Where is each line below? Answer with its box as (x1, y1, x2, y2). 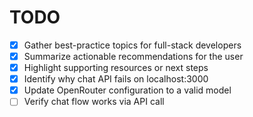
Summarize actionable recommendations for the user (23, 51, 244, 62)
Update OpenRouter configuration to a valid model (23, 84, 232, 96)
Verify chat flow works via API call (23, 96, 165, 108)
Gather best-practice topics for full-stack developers (23, 39, 242, 51)
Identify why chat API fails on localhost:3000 (23, 73, 209, 85)
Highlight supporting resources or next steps (23, 62, 209, 74)
